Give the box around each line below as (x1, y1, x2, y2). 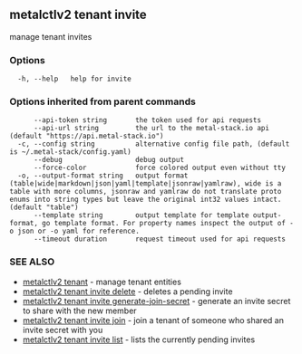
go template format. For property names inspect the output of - (42, 219, 295, 228)
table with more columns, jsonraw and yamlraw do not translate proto (9, 187, 282, 196)
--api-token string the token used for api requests (33, 116, 261, 125)
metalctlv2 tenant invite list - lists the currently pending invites (22, 334, 256, 345)
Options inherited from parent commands (9, 95, 197, 108)
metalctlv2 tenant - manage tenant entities (22, 276, 181, 287)
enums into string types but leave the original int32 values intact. (9, 195, 282, 205)
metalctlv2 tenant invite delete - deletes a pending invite (22, 285, 233, 297)
